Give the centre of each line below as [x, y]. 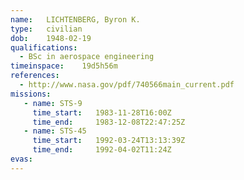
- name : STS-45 [55, 131]
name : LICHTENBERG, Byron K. [75, 19]
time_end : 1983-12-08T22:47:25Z [109, 122]
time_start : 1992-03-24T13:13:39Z [109, 141]
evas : [21, 159]
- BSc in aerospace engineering [87, 57]
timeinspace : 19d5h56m [64, 66]
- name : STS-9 [53, 103]
